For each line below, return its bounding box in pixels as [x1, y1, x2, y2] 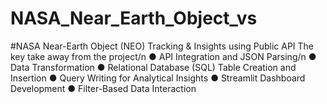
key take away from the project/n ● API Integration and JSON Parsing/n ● [10, 50, 317, 62]
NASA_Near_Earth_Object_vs [10, 7, 258, 30]
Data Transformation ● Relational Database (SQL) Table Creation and [10, 61, 297, 73]
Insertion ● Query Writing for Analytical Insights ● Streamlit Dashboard [10, 72, 306, 84]
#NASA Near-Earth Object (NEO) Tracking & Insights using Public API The [10, 40, 315, 52]
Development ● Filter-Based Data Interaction [10, 82, 197, 94]
